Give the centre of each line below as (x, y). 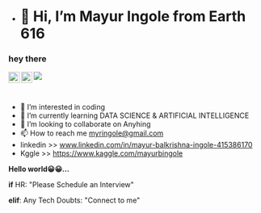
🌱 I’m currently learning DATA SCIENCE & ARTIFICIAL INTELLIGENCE (135, 115)
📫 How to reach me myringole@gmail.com (92, 133)
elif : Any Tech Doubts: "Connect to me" (74, 200)
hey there (27, 59)
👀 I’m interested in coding (63, 107)
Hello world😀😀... (39, 169)
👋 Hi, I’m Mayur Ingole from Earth (133, 17)
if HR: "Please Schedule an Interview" (72, 185)
